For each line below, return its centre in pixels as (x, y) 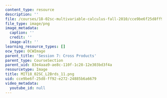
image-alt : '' (24, 42)
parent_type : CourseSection (34, 60)
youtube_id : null (28, 88)
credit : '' (21, 38)
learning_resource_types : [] (35, 47)
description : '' (22, 14)
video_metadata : (22, 83)
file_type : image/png (28, 24)
